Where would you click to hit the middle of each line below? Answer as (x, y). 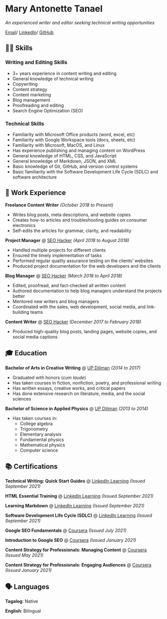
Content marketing (32, 94)
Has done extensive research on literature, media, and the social (79, 393)
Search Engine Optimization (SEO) (48, 110)
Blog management (31, 100)
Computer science (39, 450)
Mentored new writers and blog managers (55, 301)
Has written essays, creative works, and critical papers (69, 388)
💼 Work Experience (35, 193)
